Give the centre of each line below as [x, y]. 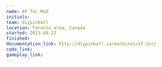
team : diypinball [27, 22]
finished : [18, 38]
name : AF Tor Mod [27, 11]
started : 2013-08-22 [32, 33]
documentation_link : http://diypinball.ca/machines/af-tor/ [82, 44]
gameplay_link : [25, 55]
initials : [18, 17]
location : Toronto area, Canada [46, 28]
